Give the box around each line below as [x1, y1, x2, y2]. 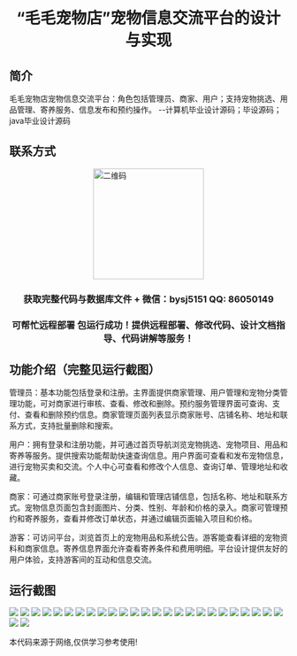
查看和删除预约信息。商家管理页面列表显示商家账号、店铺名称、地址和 [24, 409, 280, 421]
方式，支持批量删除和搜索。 [16, 421, 118, 431]
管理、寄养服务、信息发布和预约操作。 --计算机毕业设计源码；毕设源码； [16, 104, 282, 115]
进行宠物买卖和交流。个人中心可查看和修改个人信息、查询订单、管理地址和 [9, 461, 280, 472]
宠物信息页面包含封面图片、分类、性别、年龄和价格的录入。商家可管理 [24, 502, 280, 513]
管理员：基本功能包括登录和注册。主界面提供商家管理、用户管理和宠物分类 [9, 387, 280, 398]
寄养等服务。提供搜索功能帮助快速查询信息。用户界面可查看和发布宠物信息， [9, 451, 288, 461]
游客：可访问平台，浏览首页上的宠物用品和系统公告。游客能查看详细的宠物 [9, 532, 280, 543]
